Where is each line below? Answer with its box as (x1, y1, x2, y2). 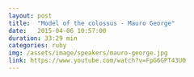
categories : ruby (8, 42, 67, 50)
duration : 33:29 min (8, 34, 78, 43)
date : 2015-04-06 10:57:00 (8, 26, 107, 34)
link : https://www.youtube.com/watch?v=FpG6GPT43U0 (8, 57, 186, 65)
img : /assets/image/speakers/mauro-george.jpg (8, 49, 168, 57)
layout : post (8, 11, 53, 20)
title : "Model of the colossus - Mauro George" (8, 19, 175, 27)
